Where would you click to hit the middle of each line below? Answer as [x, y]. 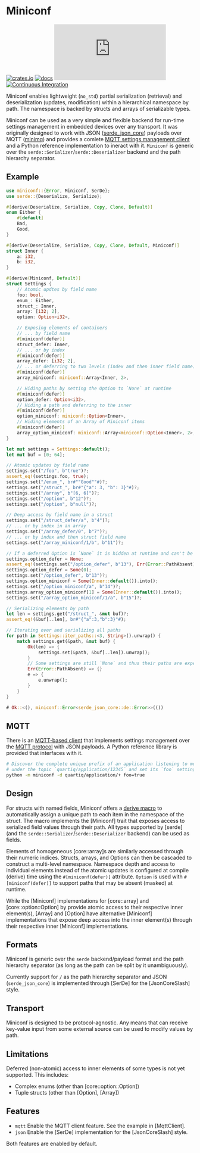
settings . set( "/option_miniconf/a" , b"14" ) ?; [63, 586]
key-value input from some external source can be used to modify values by [100, 1029]
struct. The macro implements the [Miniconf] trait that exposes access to [96, 821]
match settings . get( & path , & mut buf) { [66, 641]
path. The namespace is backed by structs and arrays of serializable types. [99, 108]
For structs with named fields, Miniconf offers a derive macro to [84, 808]
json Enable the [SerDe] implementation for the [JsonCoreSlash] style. [101, 1132]
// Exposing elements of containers [62, 328]
